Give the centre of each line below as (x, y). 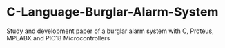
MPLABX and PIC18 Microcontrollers (58, 38)
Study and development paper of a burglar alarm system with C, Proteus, (110, 31)
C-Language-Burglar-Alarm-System (112, 12)
